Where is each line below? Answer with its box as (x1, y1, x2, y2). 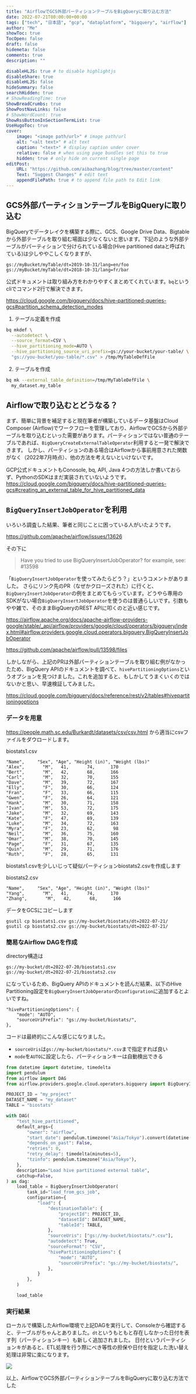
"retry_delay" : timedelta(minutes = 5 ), (27, 1151, 121, 1157)
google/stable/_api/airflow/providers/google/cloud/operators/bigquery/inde (6, 623, 188, 630)
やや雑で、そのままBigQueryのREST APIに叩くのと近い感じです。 (6, 604, 163, 611)
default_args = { (16, 1124, 54, 1130)
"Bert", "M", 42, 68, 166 (6, 769, 118, 775)
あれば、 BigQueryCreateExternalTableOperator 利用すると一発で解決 (21, 439, 185, 446)
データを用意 (6, 714, 43, 722)
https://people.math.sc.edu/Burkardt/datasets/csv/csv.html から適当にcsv (6, 728, 184, 736)
